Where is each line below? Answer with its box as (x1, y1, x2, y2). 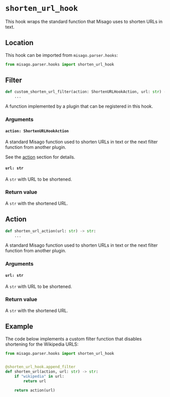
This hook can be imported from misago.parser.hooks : (5, 52, 118, 58)
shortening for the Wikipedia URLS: (5, 341, 79, 347)
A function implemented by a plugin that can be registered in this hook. (5, 103, 153, 110)
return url (23, 379, 47, 384)
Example (5, 322, 33, 331)
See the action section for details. (5, 154, 75, 160)
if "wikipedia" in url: (14, 374, 65, 379)
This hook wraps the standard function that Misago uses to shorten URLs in (5, 18, 163, 24)
